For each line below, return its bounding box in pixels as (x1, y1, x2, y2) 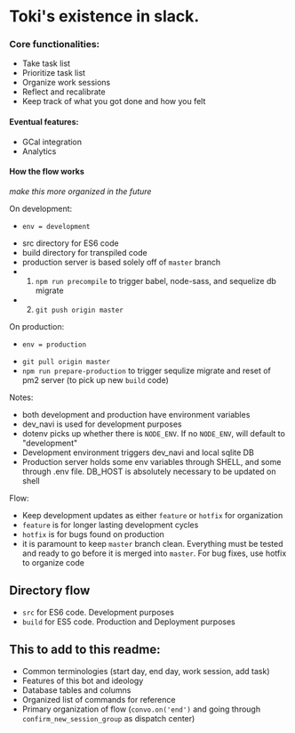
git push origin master (35, 305, 124, 314)
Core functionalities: (9, 38, 100, 51)
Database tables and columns (21, 684, 132, 696)
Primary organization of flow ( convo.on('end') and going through (21, 704, 260, 714)
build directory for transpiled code (21, 247, 148, 257)
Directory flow (9, 583, 91, 599)
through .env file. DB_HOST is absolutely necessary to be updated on (21, 466, 276, 476)
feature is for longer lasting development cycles (21, 519, 199, 530)
